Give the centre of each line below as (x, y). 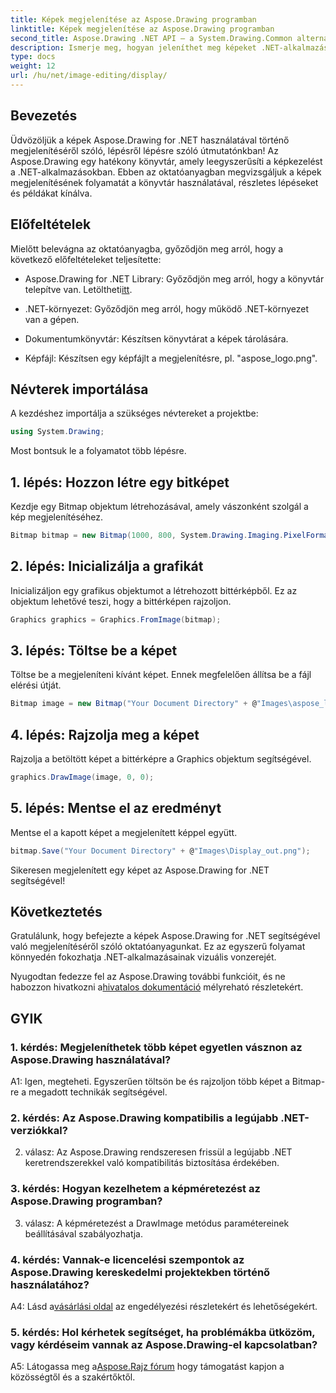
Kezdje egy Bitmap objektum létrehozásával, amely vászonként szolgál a (159, 506)
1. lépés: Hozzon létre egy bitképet (120, 482)
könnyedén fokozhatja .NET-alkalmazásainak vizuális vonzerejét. (143, 957)
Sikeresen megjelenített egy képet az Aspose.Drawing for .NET (140, 870)
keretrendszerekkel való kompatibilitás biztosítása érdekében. (152, 1163)
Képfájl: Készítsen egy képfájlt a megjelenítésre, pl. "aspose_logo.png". (171, 358)
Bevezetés (44, 116)
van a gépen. (52, 319)
